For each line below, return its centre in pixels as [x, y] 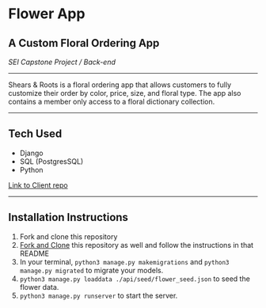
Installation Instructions [68, 217]
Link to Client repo [38, 185]
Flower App [47, 14]
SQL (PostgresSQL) [51, 161]
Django [31, 153]
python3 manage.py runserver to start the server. [99, 295]
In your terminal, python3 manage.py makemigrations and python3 [124, 261]
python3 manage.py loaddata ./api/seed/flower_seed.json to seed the [135, 279]
